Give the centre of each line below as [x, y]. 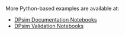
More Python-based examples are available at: [62, 8]
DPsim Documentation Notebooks [55, 20]
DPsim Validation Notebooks [49, 26]
